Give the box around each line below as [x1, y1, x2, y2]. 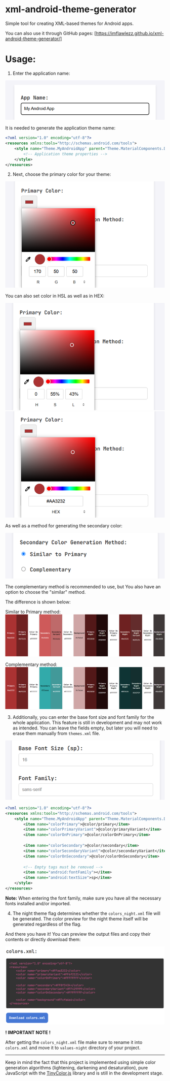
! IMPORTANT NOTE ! [5, 1030, 51, 1036]
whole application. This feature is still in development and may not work [12, 719, 162, 725]
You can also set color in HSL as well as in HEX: [5, 293, 105, 299]
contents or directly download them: [5, 936, 81, 942]
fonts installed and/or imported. [5, 900, 71, 906]
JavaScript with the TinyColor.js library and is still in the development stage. [5, 1070, 163, 1076]
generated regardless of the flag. [12, 921, 82, 927]
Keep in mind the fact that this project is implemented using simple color [5, 1059, 156, 1065]
